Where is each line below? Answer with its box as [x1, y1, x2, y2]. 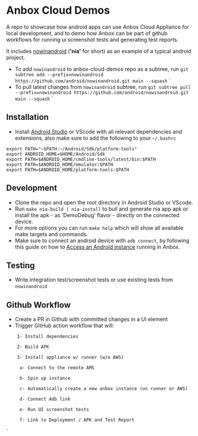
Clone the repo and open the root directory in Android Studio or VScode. [14, 199, 193, 206]
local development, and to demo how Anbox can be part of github [6, 29, 168, 36]
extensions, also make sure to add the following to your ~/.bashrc [14, 134, 177, 141]
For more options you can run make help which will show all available [14, 224, 184, 231]
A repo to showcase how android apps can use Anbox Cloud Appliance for [6, 23, 190, 30]
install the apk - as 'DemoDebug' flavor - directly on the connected [14, 211, 180, 218]
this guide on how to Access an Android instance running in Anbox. [14, 243, 181, 251]
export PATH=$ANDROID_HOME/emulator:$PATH [6, 162, 113, 168]
